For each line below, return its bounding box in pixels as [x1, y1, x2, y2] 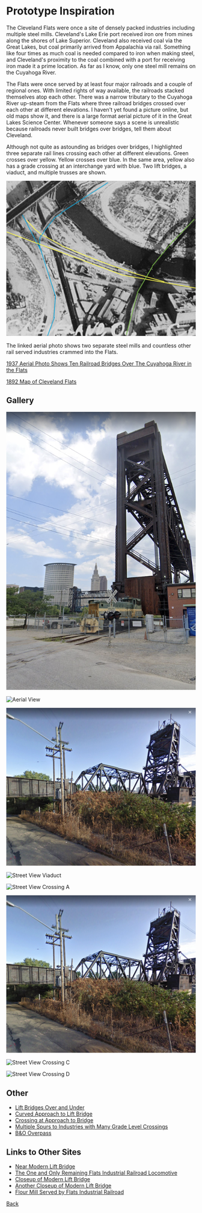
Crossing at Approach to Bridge [14, 1117, 94, 1124]
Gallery [6, 396, 34, 406]
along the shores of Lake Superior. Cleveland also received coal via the [6, 37, 182, 44]
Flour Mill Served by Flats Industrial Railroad [14, 1188, 124, 1196]
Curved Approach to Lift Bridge [14, 1110, 93, 1117]
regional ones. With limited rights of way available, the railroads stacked [6, 87, 185, 94]
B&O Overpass [14, 1129, 52, 1137]
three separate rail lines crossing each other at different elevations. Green [6, 149, 189, 157]
